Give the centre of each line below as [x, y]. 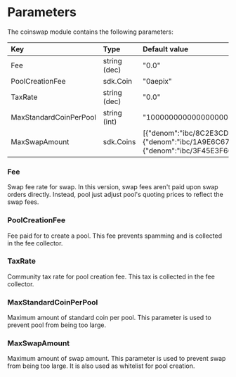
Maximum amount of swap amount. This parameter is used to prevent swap [117, 359]
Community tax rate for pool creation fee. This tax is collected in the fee [111, 276]
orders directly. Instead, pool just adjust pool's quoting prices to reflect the [115, 195]
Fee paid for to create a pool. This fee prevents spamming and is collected [115, 236]
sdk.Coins [119, 141]
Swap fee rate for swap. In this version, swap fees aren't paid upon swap [113, 187]
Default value [166, 49]
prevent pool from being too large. [57, 325]
